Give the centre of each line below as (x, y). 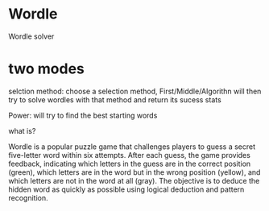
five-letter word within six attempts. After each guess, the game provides (130, 155)
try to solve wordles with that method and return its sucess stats (115, 99)
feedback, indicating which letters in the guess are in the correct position (130, 163)
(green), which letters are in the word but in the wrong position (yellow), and (134, 172)
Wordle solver (31, 36)
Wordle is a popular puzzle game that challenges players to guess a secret (132, 147)
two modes (46, 69)
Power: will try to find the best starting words (83, 115)
